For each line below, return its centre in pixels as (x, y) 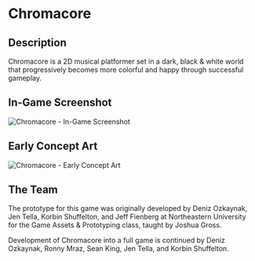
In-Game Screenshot (60, 103)
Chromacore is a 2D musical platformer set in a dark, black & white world (126, 61)
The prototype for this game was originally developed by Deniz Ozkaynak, (128, 208)
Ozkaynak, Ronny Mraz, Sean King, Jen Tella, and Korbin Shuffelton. (118, 248)
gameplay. (25, 78)
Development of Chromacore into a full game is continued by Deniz (117, 241)
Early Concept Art (53, 146)
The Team (33, 190)
